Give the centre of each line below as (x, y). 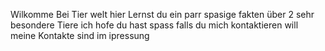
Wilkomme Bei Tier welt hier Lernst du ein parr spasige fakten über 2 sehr (162, 14)
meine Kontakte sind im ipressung (80, 35)
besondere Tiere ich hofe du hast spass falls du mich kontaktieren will (154, 25)
